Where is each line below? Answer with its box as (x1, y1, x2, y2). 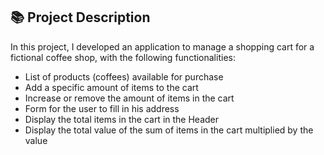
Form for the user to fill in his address (24, 102, 180, 114)
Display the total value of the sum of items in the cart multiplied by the (24, 124, 314, 136)
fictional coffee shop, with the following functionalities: (10, 51, 236, 63)
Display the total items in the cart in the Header (24, 113, 220, 125)
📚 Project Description (10, 9, 151, 26)
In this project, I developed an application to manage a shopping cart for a (10, 40, 315, 53)
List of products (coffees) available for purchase (24, 70, 224, 83)
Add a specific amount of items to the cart (24, 81, 199, 93)
